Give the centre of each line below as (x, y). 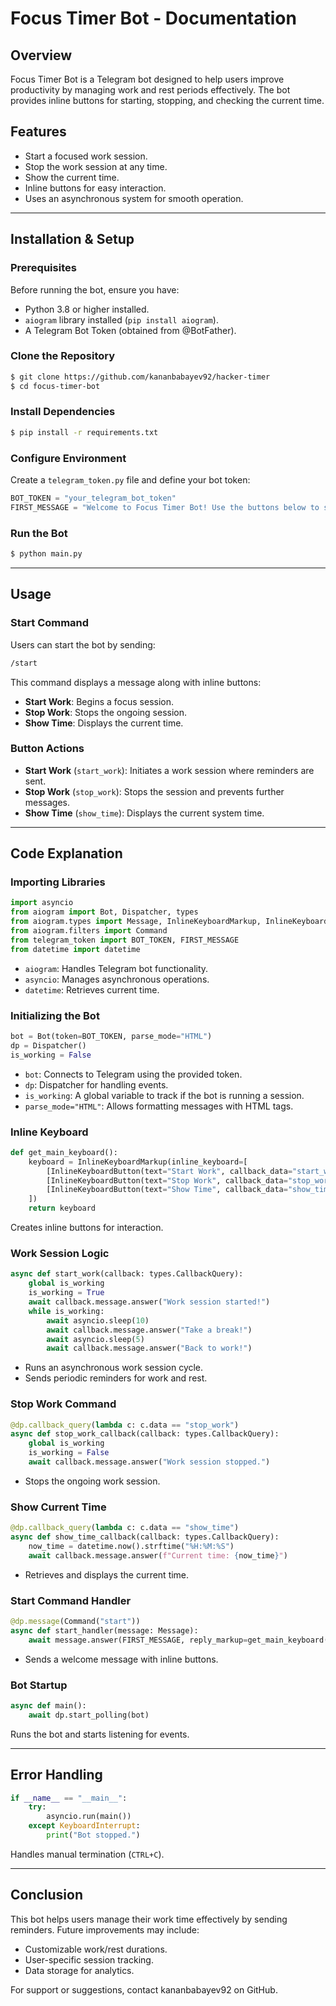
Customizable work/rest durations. (96, 1949)
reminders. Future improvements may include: (105, 1929)
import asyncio (42, 903)
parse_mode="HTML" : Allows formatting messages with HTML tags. (159, 1106)
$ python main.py (46, 554)
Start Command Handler (71, 1600)
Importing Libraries (58, 882)
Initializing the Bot (55, 1015)
